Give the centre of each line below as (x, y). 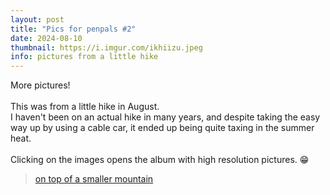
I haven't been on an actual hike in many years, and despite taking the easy (165, 117)
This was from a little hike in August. (85, 107)
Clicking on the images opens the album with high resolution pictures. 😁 (160, 160)
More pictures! (40, 85)
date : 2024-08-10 (46, 38)
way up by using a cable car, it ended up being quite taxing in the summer (162, 128)
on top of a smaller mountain (94, 179)
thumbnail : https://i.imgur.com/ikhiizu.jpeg (106, 47)
